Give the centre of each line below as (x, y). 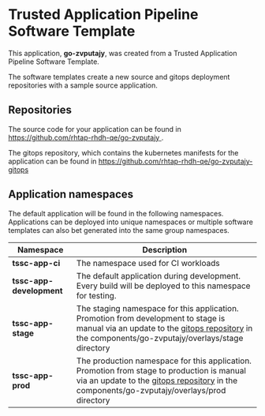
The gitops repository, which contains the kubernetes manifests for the (123, 152)
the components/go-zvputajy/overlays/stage (160, 338)
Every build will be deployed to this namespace (163, 286)
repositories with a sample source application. (83, 85)
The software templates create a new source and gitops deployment (119, 77)
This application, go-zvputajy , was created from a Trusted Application (123, 53)
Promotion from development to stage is (151, 318)
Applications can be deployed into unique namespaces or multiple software (131, 222)
